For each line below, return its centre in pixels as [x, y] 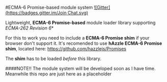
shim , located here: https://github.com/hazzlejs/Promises [66, 49]
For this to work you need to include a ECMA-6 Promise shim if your [77, 38]
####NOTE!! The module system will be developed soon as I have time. [80, 69]
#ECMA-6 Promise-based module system [49, 7]
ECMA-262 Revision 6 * [30, 28]
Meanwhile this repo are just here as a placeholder [58, 74]
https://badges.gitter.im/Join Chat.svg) [47, 13]
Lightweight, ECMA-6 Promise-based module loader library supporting [80, 23]
